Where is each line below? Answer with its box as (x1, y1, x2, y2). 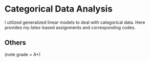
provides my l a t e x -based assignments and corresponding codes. (4, 24, 136, 30)
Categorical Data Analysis (4, 3, 113, 15)
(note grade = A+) (4, 51, 41, 57)
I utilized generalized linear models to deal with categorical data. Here (4, 19, 145, 25)
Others (4, 39, 26, 47)
